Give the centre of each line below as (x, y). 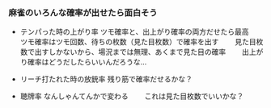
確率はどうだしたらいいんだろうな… (87, 62)
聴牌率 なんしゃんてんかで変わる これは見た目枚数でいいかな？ (132, 96)
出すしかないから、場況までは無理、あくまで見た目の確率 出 (142, 52)
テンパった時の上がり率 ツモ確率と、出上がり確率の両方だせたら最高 (134, 32)
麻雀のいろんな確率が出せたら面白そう (83, 12)
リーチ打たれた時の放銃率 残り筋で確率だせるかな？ (106, 79)
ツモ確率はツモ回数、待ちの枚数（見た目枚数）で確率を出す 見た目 (138, 42)
